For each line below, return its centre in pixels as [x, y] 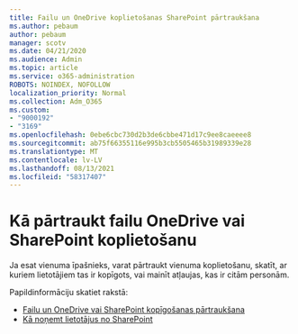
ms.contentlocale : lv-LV [56, 160]
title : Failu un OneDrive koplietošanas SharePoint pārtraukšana [134, 18]
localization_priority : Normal [68, 93]
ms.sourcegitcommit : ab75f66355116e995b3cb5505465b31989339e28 [131, 143]
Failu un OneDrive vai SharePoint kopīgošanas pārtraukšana [134, 310]
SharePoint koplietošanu [103, 240]
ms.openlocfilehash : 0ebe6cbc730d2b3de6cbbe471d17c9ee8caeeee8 [131, 135]
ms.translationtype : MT [54, 151]
